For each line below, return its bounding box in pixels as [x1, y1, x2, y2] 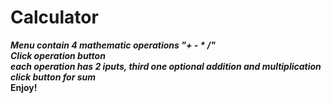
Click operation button [10, 49, 106, 61]
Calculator [10, 6, 99, 29]
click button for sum [10, 71, 97, 83]
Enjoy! [10, 81, 38, 93]
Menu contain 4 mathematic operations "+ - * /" [10, 39, 216, 51]
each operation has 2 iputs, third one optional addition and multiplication [10, 60, 322, 72]
